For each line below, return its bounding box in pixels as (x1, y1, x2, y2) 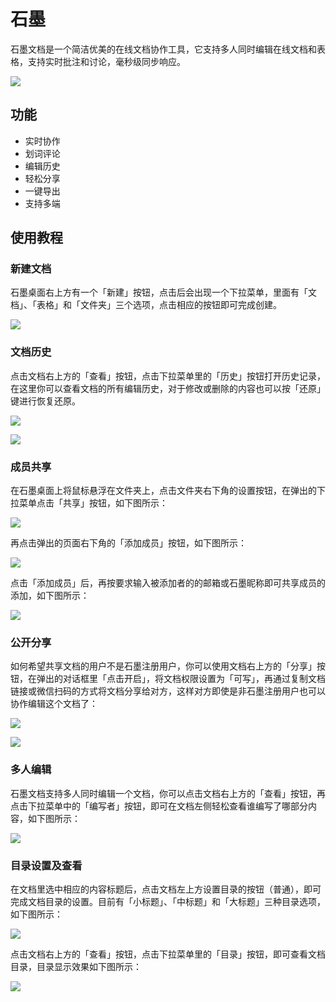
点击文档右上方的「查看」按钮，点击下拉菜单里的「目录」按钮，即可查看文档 (10, 948, 326, 960)
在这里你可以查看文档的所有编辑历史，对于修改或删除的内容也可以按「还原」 (10, 382, 326, 394)
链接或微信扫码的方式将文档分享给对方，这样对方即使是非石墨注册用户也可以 (10, 685, 326, 697)
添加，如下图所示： (10, 590, 90, 602)
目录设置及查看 (10, 858, 83, 872)
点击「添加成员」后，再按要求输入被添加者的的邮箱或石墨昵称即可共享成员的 (10, 577, 326, 589)
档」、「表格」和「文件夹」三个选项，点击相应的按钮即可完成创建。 (10, 299, 282, 311)
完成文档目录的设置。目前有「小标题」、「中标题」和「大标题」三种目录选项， (10, 895, 326, 907)
